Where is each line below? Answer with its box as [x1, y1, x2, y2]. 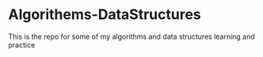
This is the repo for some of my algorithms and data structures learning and [8, 32, 255, 41]
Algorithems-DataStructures [8, 6, 202, 24]
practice [8, 40, 36, 49]
